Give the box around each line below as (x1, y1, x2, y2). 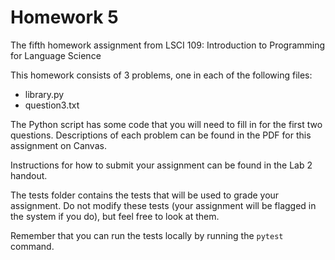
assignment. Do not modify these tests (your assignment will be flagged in (10, 199, 317, 211)
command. (10, 240, 55, 252)
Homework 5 (10, 6, 119, 29)
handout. (10, 169, 48, 181)
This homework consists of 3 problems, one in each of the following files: (10, 69, 313, 81)
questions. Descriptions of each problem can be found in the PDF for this (10, 129, 312, 141)
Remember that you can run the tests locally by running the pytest (10, 229, 284, 241)
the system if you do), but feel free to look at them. (10, 210, 220, 222)
